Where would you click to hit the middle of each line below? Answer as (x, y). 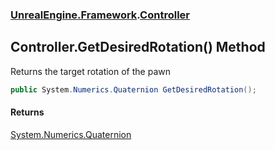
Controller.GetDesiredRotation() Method (138, 47)
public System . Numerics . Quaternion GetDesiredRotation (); (133, 89)
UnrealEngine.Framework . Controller (100, 15)
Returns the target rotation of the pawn (90, 71)
